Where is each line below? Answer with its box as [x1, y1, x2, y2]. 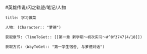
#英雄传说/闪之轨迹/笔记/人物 [5, 4, 67, 10]
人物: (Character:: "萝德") [5, 25, 62, 30]
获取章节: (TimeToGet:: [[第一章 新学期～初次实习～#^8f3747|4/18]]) [5, 34, 142, 39]
